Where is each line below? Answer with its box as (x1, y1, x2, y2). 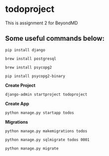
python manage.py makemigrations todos (5, 128, 88, 134)
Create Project (5, 82, 36, 88)
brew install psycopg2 (5, 65, 52, 70)
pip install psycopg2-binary (5, 74, 65, 78)
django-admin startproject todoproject (5, 92, 88, 97)
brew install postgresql (5, 56, 56, 61)
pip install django (5, 47, 46, 53)
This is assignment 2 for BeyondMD (5, 20, 78, 26)
